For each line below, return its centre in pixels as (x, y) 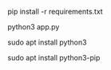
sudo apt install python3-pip (54, 58)
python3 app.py (34, 27)
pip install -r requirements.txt (55, 12)
